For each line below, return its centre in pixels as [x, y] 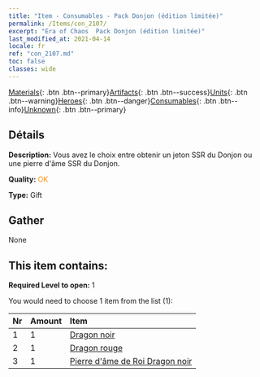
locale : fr [27, 46]
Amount [46, 321]
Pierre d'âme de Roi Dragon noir [131, 362]
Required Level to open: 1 [52, 285]
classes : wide [32, 69]
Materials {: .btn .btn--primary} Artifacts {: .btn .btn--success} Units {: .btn [128, 92]
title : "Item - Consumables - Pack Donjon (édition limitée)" [116, 16]
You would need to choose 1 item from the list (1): [91, 301]
